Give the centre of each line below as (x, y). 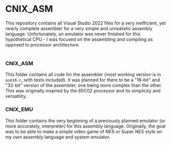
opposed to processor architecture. (43, 44)
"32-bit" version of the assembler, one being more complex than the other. (84, 85)
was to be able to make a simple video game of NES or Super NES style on (84, 131)
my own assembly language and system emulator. (58, 137)
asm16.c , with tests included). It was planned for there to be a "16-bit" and (83, 80)
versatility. (16, 96)
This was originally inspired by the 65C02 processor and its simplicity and (83, 91)
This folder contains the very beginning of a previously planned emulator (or (86, 120)
